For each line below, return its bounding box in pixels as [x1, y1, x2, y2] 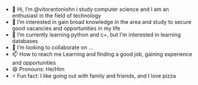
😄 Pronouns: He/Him [11, 66, 65, 72]
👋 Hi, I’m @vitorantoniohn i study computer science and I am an [11, 6, 169, 13]
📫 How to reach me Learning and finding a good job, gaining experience [11, 51, 193, 57]
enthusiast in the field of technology [11, 12, 101, 19]
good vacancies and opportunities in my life [11, 25, 121, 32]
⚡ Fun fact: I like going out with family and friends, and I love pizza [11, 72, 176, 79]
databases [11, 38, 38, 44]
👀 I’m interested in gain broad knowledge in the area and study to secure [11, 19, 192, 25]
